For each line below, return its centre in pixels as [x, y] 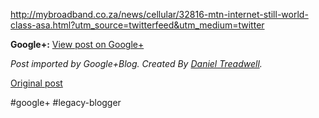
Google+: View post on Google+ [77, 44]
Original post [36, 83]
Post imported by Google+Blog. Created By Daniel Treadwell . [136, 63]
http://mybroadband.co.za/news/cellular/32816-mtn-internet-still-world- [159, 14]
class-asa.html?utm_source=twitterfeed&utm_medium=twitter [137, 25]
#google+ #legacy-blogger [66, 102]
